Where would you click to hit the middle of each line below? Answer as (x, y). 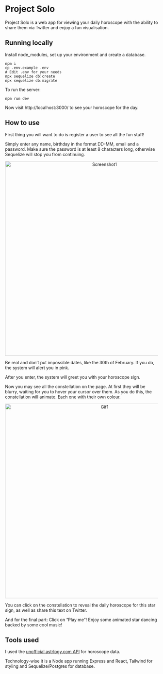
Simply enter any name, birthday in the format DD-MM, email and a (72, 144)
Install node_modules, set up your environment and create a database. (75, 54)
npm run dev (17, 98)
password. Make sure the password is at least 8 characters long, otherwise (80, 149)
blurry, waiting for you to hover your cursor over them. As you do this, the (78, 391)
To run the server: (23, 89)
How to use (22, 123)
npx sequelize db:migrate (31, 80)
